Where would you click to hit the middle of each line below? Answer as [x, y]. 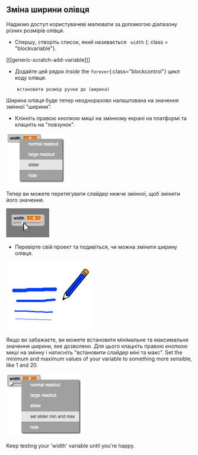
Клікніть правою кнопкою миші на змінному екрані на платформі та [100, 118]
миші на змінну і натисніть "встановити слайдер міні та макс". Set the [94, 352]
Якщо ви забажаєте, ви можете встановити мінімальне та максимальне [97, 340]
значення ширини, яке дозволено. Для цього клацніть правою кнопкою [97, 346]
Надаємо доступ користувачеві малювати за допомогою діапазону [92, 24]
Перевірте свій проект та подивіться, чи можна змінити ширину [96, 247]
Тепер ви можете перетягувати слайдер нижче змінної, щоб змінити [93, 193]
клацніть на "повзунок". [45, 124]
